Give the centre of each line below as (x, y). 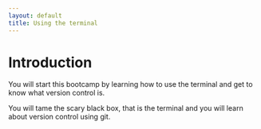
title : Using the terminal (53, 23)
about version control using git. (59, 117)
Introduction (50, 63)
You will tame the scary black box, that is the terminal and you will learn (126, 108)
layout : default (35, 16)
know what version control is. (57, 93)
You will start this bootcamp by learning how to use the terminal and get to (130, 84)
